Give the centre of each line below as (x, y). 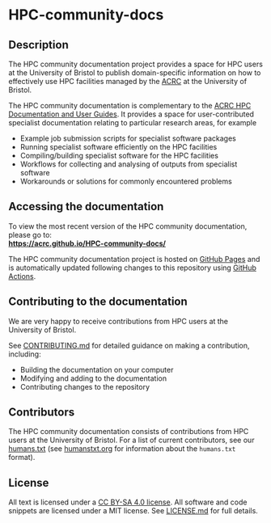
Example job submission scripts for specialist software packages (128, 138)
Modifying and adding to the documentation (93, 378)
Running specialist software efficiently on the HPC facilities (119, 147)
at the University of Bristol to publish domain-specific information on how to (135, 73)
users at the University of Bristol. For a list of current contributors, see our (131, 440)
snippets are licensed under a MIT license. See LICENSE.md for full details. (133, 511)
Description (38, 45)
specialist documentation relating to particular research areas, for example (133, 122)
